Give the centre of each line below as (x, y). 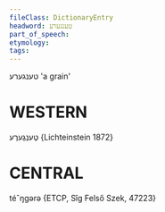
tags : (19, 51)
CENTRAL (46, 173)
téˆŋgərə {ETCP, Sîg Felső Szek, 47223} (82, 198)
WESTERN (48, 112)
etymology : (29, 42)
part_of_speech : (39, 34)
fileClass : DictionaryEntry (62, 17)
